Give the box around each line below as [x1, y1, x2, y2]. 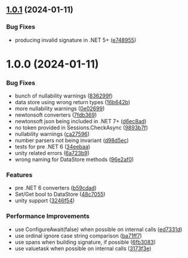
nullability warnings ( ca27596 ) [14, 130, 90, 138]
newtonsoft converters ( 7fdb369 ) [14, 111, 97, 119]
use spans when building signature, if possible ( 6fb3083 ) [14, 238, 156, 245]
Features [6, 171, 33, 179]
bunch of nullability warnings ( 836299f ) [14, 92, 113, 99]
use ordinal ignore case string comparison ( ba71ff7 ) [14, 232, 142, 239]
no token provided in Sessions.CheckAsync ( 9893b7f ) [14, 124, 148, 131]
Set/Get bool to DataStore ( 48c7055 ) [14, 191, 106, 198]
